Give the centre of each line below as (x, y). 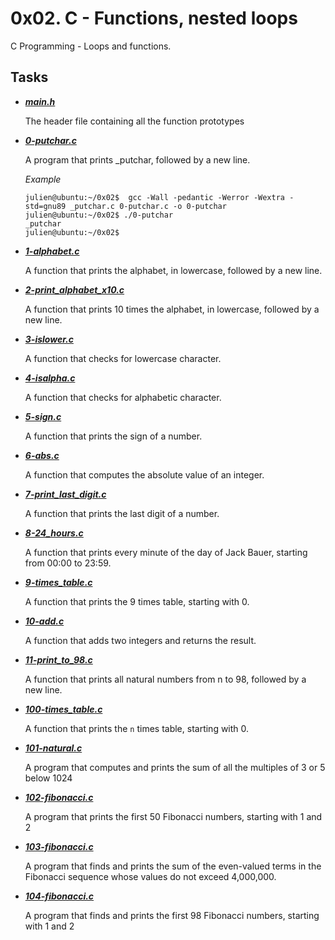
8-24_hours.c (54, 533)
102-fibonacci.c (59, 797)
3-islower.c (49, 339)
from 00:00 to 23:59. (68, 563)
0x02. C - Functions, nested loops (154, 18)
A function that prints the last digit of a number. (122, 513)
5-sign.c (43, 416)
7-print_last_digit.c (65, 494)
